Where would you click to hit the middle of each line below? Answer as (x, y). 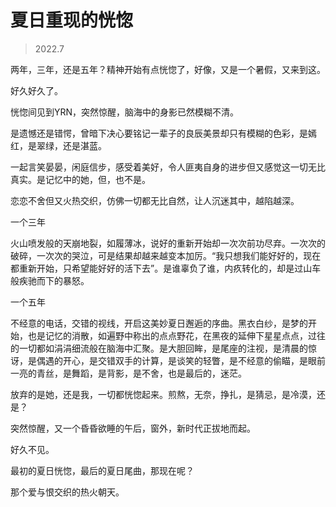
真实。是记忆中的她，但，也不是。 (80, 179)
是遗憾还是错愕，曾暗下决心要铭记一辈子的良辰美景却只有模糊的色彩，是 (159, 133)
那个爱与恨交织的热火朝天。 (67, 492)
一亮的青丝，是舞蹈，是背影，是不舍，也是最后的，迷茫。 (128, 373)
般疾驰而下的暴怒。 (50, 280)
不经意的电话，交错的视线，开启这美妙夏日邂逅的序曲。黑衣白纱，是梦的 (159, 323)
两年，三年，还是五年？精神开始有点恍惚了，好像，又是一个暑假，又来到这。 (168, 69)
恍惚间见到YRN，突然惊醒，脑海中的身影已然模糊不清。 (125, 112)
